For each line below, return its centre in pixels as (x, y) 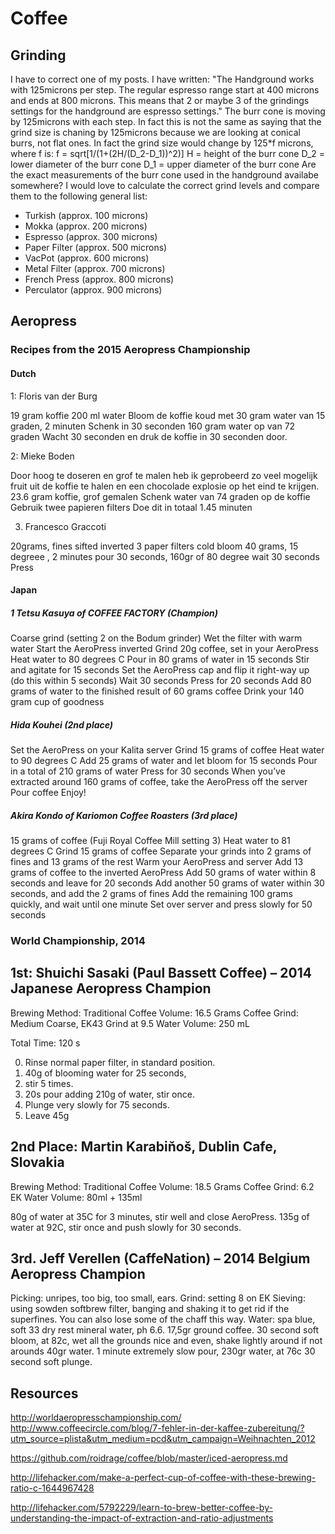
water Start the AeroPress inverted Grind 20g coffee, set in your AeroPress (164, 649)
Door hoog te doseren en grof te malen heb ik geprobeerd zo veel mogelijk (164, 475)
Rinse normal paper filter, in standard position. (120, 1062)
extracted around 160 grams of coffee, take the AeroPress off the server (159, 782)
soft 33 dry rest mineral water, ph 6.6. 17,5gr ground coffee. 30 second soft (165, 1330)
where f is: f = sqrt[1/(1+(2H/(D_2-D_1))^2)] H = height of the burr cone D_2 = (168, 153)
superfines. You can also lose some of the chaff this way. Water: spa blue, (163, 1319)
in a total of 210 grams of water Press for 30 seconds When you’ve (148, 771)
